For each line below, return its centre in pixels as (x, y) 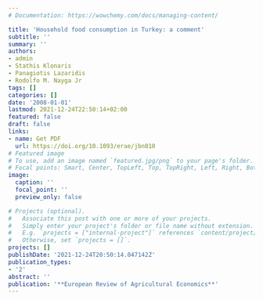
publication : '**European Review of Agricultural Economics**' (113, 284)
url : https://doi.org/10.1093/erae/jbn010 (85, 146)
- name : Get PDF (34, 139)
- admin (21, 59)
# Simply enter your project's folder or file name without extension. (131, 226)
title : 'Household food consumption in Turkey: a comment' (106, 29)
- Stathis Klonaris (40, 66)
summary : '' (27, 44)
